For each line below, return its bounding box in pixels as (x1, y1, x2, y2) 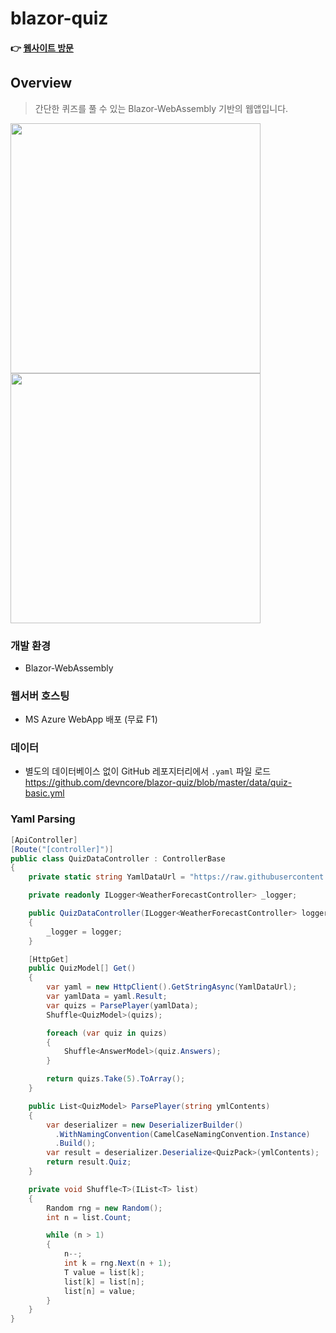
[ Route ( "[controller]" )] (10, 844, 114, 854)
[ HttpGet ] (28, 954, 70, 964)
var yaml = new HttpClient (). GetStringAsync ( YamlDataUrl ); (46, 982, 298, 992)
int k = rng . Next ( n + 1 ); (63, 1258, 172, 1269)
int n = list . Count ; (46, 1212, 132, 1222)
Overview (10, 75, 73, 92)
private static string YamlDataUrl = (28, 872, 186, 882)
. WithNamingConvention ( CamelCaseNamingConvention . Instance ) (54, 1129, 311, 1139)
